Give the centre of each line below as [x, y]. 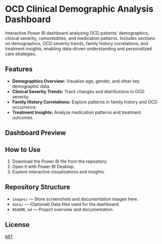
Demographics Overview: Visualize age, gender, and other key [76, 81]
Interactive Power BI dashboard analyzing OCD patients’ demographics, [77, 33]
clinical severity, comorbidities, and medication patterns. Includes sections [80, 38]
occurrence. [24, 107]
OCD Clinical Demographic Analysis [79, 9]
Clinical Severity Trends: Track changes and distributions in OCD [78, 91]
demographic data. [31, 86]
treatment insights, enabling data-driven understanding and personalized [79, 49]
